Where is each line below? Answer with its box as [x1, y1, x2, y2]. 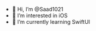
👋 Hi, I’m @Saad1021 [12, 6, 64, 13]
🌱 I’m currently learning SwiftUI [12, 18, 91, 25]
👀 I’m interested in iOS [12, 12, 68, 19]
